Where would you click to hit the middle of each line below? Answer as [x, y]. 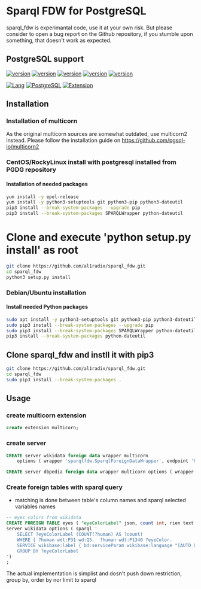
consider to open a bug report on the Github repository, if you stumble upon [100, 34]
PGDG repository [31, 170]
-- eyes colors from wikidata [44, 518]
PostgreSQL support [45, 59]
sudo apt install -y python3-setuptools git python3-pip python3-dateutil [101, 319]
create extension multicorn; [42, 428]
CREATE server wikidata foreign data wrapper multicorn [77, 456]
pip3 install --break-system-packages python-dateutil [76, 336]
